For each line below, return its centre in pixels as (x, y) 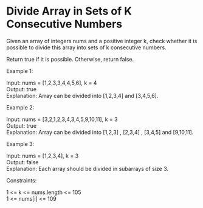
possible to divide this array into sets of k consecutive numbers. (86, 47)
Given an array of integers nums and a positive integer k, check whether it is (102, 41)
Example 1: (20, 71)
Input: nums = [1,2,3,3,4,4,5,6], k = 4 (52, 83)
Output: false (22, 162)
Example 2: (20, 107)
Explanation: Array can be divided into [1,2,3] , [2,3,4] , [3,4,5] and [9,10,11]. (100, 132)
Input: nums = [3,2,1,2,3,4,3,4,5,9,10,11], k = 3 (62, 119)
